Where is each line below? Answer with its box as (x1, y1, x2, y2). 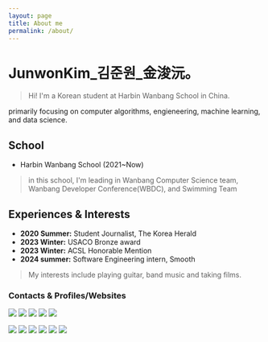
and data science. (8, 115, 68, 125)
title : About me (8, 19, 63, 27)
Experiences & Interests (8, 207, 130, 221)
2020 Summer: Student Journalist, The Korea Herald (19, 229, 197, 238)
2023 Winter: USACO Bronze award (19, 237, 141, 246)
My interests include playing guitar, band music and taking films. (27, 270, 242, 279)
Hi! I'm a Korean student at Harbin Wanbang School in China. (27, 91, 230, 101)
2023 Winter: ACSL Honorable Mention (19, 245, 152, 255)
